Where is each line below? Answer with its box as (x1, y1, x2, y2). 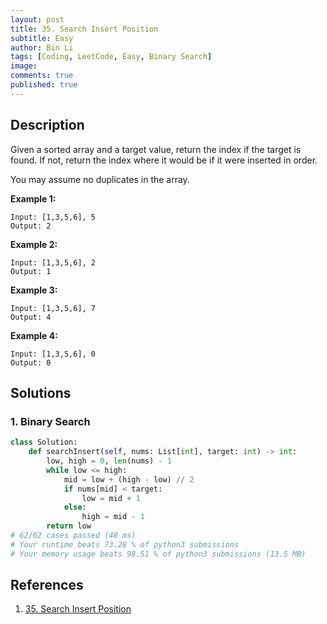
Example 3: (10, 284, 58, 296)
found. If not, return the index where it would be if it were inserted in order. (10, 154, 318, 166)
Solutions (10, 384, 72, 401)
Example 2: (10, 238, 58, 250)
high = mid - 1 (81, 512, 145, 522)
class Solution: (10, 437, 78, 448)
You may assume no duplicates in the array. (10, 173, 190, 185)
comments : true (10, 71, 74, 81)
